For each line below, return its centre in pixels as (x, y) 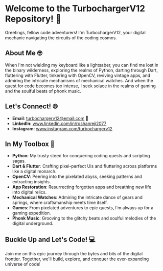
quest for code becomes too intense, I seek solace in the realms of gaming (80, 86)
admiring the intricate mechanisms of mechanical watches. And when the (79, 80)
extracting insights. (32, 182)
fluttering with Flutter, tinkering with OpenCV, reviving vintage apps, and (78, 75)
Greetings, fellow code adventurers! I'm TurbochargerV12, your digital (75, 32)
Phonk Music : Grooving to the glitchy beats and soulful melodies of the (84, 218)
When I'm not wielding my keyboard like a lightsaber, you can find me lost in (82, 65)
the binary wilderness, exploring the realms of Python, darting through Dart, (81, 70)
